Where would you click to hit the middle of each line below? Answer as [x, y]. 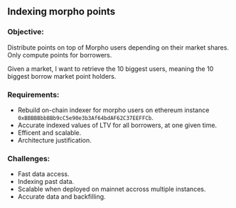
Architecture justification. [55, 140]
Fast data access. [43, 174]
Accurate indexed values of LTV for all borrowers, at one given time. [117, 125]
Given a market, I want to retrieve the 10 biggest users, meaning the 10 [111, 69]
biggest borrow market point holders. [62, 76]
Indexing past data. [46, 182]
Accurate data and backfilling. [61, 197]
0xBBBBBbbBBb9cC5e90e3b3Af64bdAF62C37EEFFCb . [86, 117]
